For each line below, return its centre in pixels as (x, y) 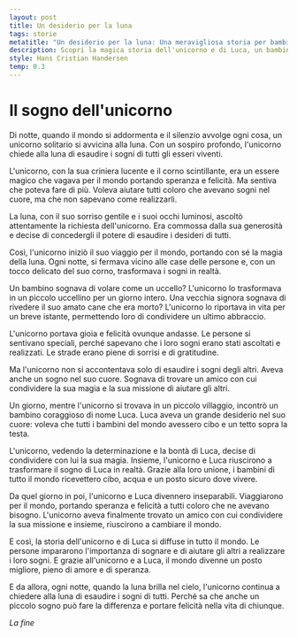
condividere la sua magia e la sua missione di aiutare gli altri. (119, 388)
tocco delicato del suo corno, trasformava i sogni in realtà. (115, 271)
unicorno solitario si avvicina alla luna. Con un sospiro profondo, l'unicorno (145, 144)
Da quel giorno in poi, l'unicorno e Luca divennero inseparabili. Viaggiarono (146, 495)
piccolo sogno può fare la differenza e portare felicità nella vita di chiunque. (147, 605)
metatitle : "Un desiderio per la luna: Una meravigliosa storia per (138, 42)
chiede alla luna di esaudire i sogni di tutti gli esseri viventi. (116, 153)
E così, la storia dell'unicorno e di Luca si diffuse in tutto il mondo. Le (134, 541)
